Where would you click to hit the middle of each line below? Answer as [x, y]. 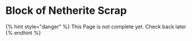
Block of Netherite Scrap [66, 11]
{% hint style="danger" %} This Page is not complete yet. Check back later [96, 27]
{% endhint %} [23, 32]
